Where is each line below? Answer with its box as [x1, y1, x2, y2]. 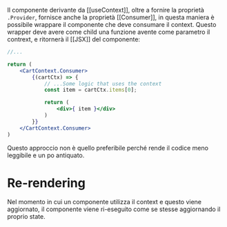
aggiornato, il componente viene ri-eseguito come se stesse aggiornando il [7, 205, 221, 213]
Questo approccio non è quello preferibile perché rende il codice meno [7, 144, 209, 152]
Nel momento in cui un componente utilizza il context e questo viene [7, 198, 202, 206]
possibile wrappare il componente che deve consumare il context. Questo [7, 21, 217, 28]
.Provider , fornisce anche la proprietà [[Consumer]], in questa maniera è [7, 13, 215, 21]
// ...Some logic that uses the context [43, 80, 162, 87]
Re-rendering [7, 175, 86, 190]
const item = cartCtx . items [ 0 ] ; [43, 86, 137, 94]
